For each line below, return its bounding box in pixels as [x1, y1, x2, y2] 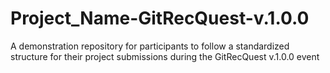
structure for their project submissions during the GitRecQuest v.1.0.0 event [10, 50, 320, 62]
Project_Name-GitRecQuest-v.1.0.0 [10, 7, 310, 30]
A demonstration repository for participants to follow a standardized [10, 40, 290, 52]
